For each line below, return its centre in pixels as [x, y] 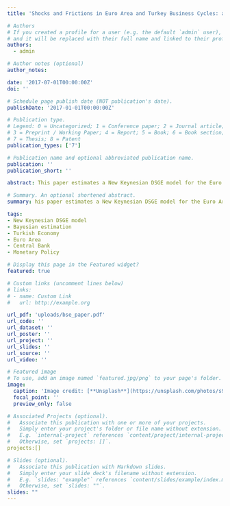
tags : [15, 214]
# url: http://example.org [49, 302]
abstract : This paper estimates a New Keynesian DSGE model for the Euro [115, 183]
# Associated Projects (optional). [58, 416]
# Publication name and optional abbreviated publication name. [101, 158]
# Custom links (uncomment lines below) [66, 283]
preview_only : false [42, 404]
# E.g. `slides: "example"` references [67, 480]
